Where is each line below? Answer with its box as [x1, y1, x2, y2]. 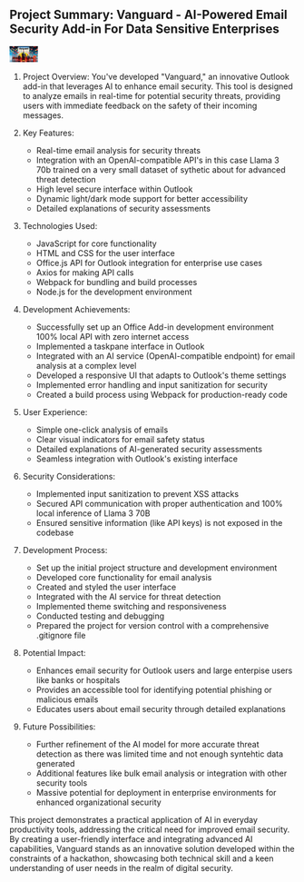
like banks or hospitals [35, 674, 121, 685]
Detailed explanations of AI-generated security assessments [35, 443, 263, 454]
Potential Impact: [22, 647, 86, 658]
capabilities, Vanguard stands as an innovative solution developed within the [9, 843, 295, 854]
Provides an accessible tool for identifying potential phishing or [35, 684, 272, 695]
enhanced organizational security [35, 797, 162, 808]
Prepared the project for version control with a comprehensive [35, 619, 270, 630]
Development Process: [22, 544, 108, 555]
